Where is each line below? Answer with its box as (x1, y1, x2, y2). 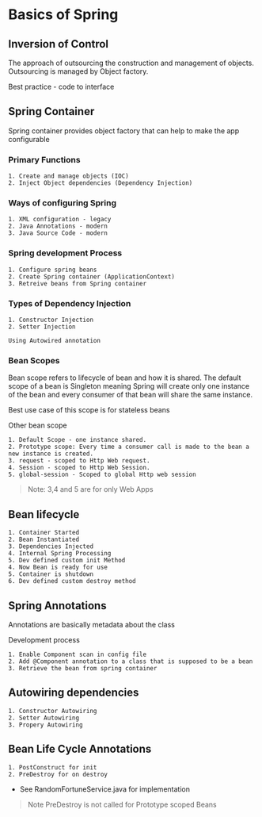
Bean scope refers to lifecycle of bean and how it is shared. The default (8, 373, 241, 382)
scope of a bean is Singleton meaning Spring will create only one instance (8, 382, 250, 391)
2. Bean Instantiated (8, 535, 80, 544)
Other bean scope (8, 420, 67, 430)
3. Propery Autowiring (8, 720, 83, 729)
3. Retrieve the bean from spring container (8, 664, 158, 672)
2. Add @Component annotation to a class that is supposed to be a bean (8, 657, 253, 665)
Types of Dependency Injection (8, 297, 131, 309)
